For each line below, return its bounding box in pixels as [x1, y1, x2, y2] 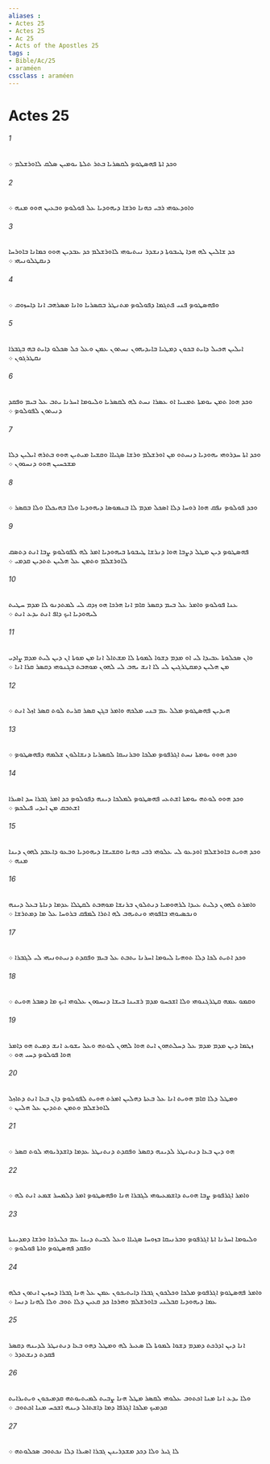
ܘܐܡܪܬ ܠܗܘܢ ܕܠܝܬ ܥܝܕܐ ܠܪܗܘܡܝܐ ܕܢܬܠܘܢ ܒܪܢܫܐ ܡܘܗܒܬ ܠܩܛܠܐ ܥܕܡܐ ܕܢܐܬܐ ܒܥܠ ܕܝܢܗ [8, 900, 256, 909]
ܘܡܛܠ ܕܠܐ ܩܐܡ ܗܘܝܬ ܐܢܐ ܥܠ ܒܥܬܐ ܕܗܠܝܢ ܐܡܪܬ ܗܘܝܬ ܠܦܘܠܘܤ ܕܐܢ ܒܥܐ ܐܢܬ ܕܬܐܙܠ [8, 1093, 238, 1103]
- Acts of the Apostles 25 [8, 42, 99, 50]
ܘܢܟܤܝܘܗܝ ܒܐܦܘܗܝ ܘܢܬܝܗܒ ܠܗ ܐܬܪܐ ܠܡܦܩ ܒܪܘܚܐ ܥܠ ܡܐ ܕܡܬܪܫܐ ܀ [8, 909, 197, 918]
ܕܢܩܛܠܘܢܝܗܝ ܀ [8, 256, 51, 265]
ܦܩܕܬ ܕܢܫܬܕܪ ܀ [8, 1349, 55, 1358]
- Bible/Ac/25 [8, 57, 56, 65]
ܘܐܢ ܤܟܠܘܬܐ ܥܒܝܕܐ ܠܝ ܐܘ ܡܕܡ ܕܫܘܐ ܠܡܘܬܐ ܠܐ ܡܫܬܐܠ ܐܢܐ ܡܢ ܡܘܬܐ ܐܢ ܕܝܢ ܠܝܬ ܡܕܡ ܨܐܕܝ [8, 652, 254, 662]
